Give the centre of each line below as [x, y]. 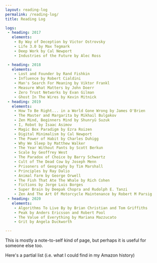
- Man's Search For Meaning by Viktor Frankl [62, 83]
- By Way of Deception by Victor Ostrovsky [60, 42]
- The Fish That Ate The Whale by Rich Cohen [62, 180]
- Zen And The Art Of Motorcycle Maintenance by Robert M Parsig [83, 194]
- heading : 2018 [24, 65]
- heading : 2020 [24, 199]
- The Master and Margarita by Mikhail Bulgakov [65, 116]
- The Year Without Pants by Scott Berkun [59, 148]
